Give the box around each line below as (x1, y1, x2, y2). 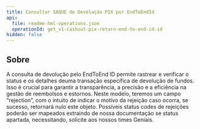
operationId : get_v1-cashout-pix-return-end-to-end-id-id (12, 26, 163, 32)
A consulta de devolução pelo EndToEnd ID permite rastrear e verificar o (6, 70, 189, 78)
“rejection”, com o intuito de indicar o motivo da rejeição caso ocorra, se (6, 96, 188, 104)
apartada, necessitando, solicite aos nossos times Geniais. (6, 116, 154, 123)
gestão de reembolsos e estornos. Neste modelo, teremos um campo (6, 90, 182, 97)
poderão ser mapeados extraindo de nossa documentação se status (6, 109, 179, 117)
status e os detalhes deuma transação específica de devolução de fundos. (6, 77, 194, 84)
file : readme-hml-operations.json (12, 20, 100, 26)
